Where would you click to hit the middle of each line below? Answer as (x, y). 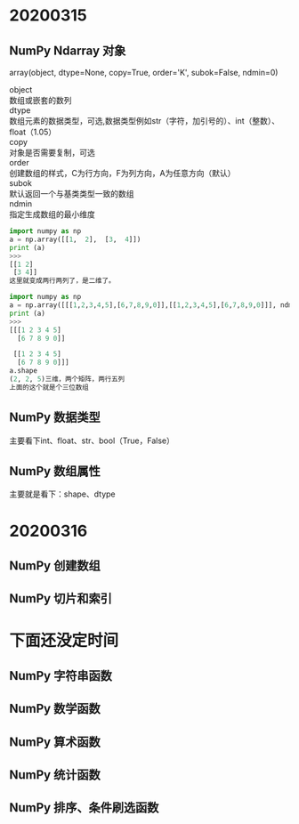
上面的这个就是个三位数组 (49, 387)
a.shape (24, 371)
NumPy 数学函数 (55, 709)
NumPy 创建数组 (55, 565)
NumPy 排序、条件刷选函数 (84, 808)
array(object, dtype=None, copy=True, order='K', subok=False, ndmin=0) (144, 73)
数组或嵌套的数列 (40, 100)
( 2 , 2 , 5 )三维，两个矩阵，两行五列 (67, 379)
